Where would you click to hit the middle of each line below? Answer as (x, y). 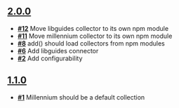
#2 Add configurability (50, 58)
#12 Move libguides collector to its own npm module (93, 28)
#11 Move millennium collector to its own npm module (95, 36)
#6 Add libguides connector (58, 50)
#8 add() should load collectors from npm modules (91, 43)
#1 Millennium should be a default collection (81, 97)
